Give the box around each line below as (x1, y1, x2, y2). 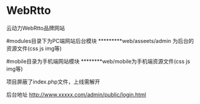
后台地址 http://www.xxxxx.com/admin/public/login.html (6, 91, 147, 98)
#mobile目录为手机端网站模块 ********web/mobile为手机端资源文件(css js (6, 57, 190, 65)
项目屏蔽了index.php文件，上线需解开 (6, 78, 101, 85)
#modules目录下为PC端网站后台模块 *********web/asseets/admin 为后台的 (6, 37, 194, 44)
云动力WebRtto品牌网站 (6, 24, 65, 31)
